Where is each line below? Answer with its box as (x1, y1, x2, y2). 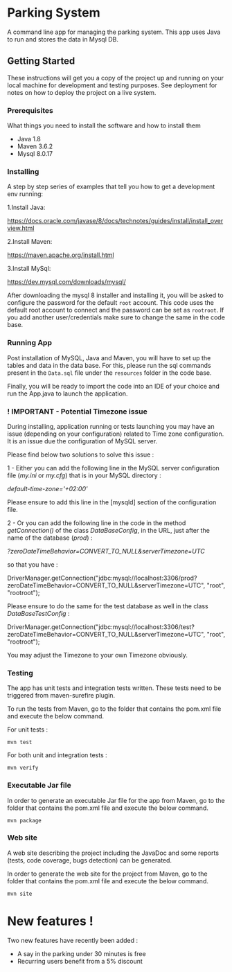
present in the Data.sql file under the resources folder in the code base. (7, 369, 213, 377)
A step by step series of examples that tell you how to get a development (7, 182, 215, 191)
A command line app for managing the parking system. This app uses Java (7, 28, 221, 36)
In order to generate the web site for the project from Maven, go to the (7, 869, 208, 878)
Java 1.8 (17, 135, 42, 143)
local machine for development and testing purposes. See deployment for (7, 81, 217, 89)
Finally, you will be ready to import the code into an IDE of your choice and (7, 382, 220, 390)
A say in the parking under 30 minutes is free (17, 949, 147, 957)
